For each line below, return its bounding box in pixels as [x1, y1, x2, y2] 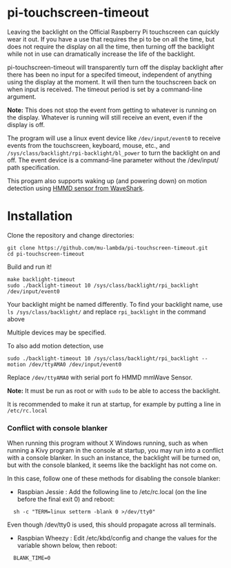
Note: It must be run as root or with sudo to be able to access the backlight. [7, 386, 221, 395]
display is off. [7, 120, 45, 129]
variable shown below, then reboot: [17, 541, 117, 550]
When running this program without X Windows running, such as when [7, 439, 208, 447]
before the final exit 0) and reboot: [17, 495, 115, 504]
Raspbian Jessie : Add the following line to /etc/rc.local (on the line [17, 488, 207, 496]
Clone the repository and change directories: [7, 231, 134, 239]
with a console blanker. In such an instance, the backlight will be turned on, [7, 454, 221, 462]
